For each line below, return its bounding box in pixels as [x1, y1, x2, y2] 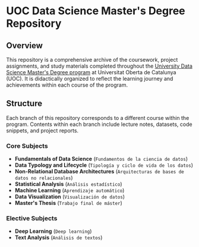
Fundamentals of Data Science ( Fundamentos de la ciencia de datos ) [14, 156, 188, 163]
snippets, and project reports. [6, 126, 79, 134]
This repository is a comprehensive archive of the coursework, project [6, 56, 178, 63]
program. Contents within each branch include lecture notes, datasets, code [6, 121, 192, 128]
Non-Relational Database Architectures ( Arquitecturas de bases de [14, 168, 184, 175]
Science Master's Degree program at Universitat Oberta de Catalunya [6, 69, 176, 75]
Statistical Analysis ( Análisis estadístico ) [14, 180, 123, 188]
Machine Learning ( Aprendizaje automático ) [14, 187, 125, 194]
